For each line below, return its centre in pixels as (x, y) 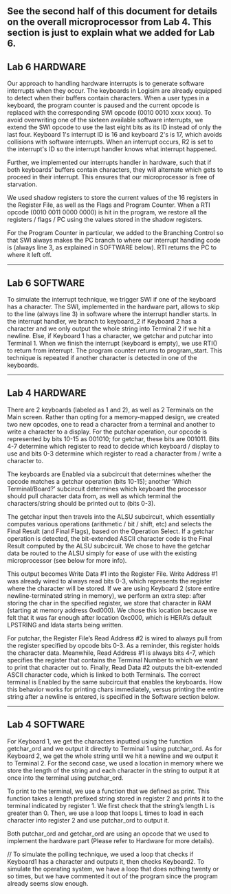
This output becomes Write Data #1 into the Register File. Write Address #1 (112, 574)
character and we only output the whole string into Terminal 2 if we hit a (109, 328)
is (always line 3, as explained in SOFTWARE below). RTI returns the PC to (112, 247)
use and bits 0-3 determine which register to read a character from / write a (114, 454)
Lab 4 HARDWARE (47, 393)
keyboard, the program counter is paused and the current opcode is (103, 105)
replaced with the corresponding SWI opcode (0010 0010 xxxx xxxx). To (109, 113)
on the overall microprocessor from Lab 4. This (109, 22)
